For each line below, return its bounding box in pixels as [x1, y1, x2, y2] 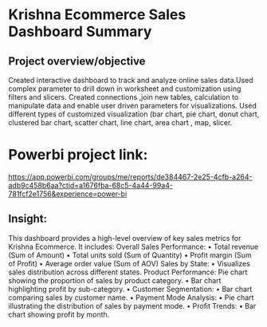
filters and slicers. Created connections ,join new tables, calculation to [8, 93, 239, 101]
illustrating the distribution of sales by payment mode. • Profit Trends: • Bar [8, 301, 257, 310]
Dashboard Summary [8, 22, 152, 41]
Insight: [8, 212, 48, 226]
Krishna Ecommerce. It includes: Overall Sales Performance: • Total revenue [8, 242, 259, 251]
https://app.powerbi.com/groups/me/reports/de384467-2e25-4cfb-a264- [8, 171, 253, 181]
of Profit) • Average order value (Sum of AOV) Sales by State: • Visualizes [8, 258, 251, 268]
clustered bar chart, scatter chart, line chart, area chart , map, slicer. [8, 118, 233, 127]
